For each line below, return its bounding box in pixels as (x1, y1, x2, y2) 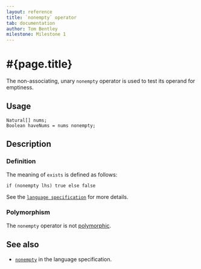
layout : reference (6, 8, 53, 15)
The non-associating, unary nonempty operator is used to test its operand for (6, 77, 196, 85)
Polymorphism (6, 208, 50, 216)
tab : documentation (6, 20, 56, 26)
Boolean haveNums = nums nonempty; (6, 122, 96, 129)
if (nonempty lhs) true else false (6, 183, 96, 189)
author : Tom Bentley (6, 25, 59, 32)
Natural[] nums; (6, 117, 47, 123)
